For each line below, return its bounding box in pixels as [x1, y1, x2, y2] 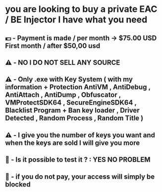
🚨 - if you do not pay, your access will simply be [5, 172, 155, 181]
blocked [5, 180, 31, 189]
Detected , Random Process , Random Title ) [5, 114, 144, 123]
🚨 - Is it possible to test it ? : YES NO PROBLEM [5, 155, 151, 164]
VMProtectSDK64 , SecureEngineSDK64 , [5, 98, 137, 107]
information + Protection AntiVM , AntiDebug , [5, 83, 151, 91]
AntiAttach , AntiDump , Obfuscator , [5, 91, 121, 99]
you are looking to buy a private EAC [5, 3, 158, 15]
